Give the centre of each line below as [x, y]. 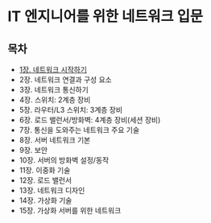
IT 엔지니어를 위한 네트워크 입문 [105, 17]
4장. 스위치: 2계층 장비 [55, 100]
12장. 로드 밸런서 [46, 180]
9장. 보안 [33, 150]
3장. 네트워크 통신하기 [54, 90]
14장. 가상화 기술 [46, 200]
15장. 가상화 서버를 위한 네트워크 [70, 211]
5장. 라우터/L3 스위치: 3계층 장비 [70, 110]
